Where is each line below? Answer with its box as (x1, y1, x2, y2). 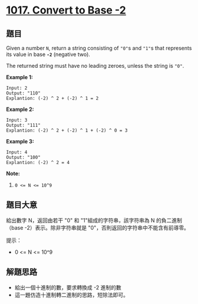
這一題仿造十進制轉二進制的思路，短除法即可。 (14, 291, 128, 298)
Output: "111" (6, 122, 41, 128)
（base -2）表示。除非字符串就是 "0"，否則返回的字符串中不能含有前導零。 (6, 224, 190, 231)
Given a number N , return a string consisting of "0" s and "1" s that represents (6, 45, 192, 51)
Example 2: (6, 106, 34, 113)
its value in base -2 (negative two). (6, 51, 90, 58)
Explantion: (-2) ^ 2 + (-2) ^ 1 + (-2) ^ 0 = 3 (6, 128, 128, 133)
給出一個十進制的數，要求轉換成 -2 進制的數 (14, 284, 122, 291)
